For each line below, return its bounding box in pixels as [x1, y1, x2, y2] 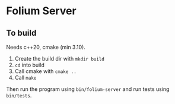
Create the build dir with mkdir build [14, 55, 105, 62]
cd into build [14, 61, 44, 68]
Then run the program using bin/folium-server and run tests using [6, 86, 170, 93]
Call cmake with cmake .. [14, 68, 77, 75]
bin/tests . [6, 92, 32, 99]
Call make [14, 74, 37, 81]
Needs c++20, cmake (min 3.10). [6, 43, 86, 51]
